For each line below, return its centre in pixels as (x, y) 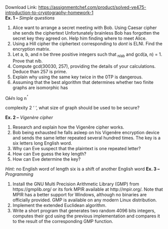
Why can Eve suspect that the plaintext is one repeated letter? (77, 149)
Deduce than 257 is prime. (40, 71)
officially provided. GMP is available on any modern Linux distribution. (85, 200)
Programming (19, 174)
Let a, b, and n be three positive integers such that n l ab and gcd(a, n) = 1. (87, 55)
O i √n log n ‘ (17, 97)
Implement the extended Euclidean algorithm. (59, 205)
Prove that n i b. (28, 61)
